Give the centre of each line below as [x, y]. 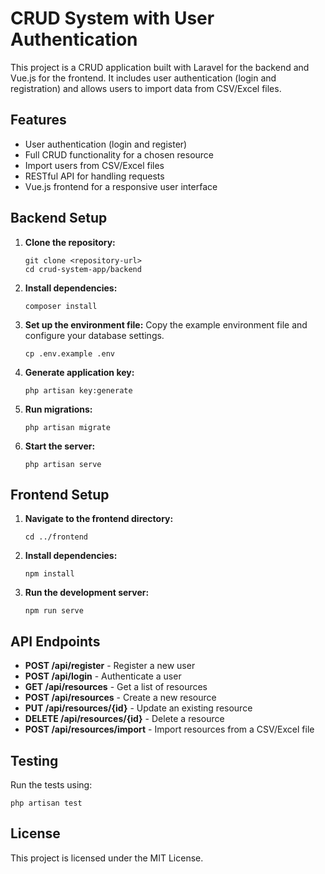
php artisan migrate [67, 427]
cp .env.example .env [69, 353]
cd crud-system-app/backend [83, 269]
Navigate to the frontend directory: [99, 519]
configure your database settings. [94, 335]
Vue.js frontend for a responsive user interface [121, 186]
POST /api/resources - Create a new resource [120, 698]
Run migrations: [58, 409]
